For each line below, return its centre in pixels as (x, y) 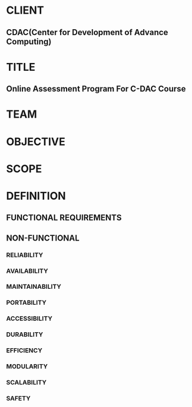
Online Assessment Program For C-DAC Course (96, 89)
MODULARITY (27, 367)
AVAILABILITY (27, 271)
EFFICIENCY (24, 351)
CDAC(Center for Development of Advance (87, 32)
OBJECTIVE (36, 142)
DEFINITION (36, 196)
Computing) (29, 41)
